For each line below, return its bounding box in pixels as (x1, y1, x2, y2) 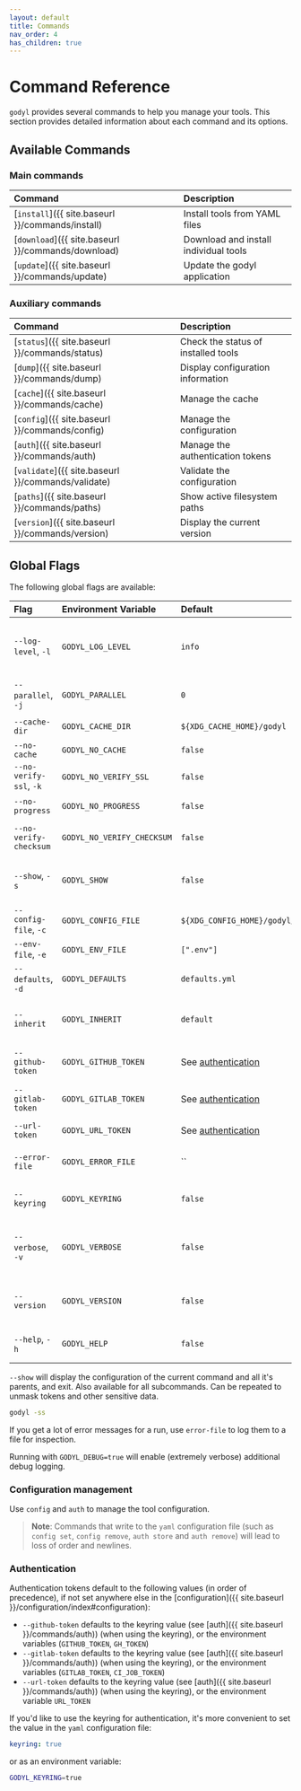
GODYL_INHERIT (61, 1014, 123, 1024)
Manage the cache (180, 392, 259, 405)
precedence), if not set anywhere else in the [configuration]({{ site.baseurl (9, 1593, 284, 1603)
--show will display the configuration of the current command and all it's (9, 1371, 273, 1383)
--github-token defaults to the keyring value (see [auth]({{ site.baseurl (21, 1620, 284, 1630)
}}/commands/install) (13, 218, 103, 231)
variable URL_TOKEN (21, 1696, 91, 1707)
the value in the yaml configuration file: (9, 1723, 152, 1734)
